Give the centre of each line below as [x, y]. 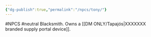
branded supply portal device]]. [38, 29]
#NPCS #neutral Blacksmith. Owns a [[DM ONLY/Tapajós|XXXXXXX [75, 24]
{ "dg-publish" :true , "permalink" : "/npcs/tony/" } [56, 10]
